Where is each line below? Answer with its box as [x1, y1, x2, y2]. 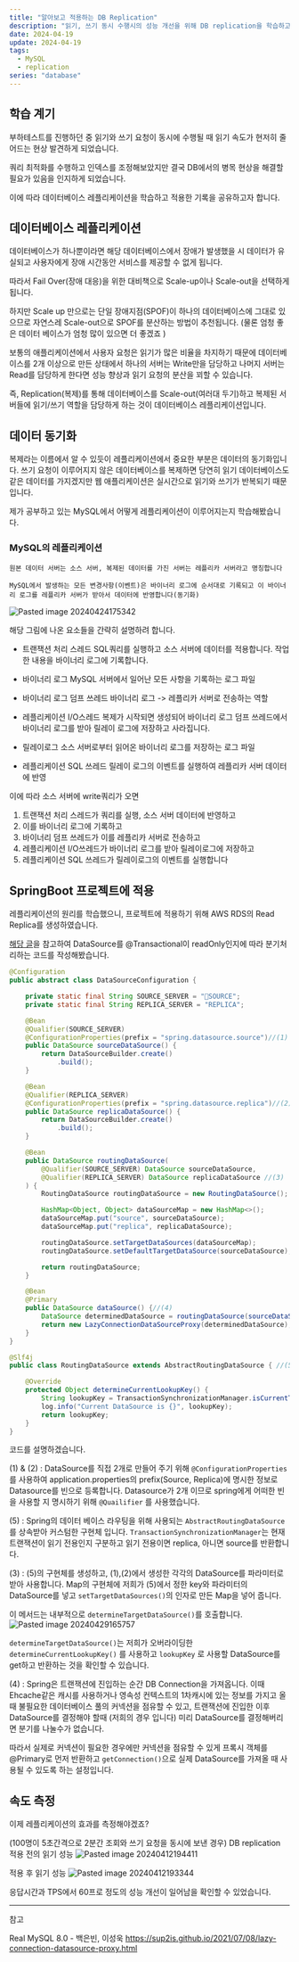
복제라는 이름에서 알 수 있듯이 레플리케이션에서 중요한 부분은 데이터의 [9, 454, 249, 465]
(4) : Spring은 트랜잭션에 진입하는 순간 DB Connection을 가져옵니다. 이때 [9, 1678, 265, 1690]
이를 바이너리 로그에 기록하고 [21, 821, 123, 832]
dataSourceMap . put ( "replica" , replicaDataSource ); [41, 1223, 233, 1232]
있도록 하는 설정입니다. [35, 1765, 114, 1776]
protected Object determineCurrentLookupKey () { [25, 1386, 209, 1395]
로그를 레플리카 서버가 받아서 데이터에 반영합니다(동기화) [19, 590, 200, 600]
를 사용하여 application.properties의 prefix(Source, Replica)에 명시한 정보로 [9, 1474, 279, 1485]
